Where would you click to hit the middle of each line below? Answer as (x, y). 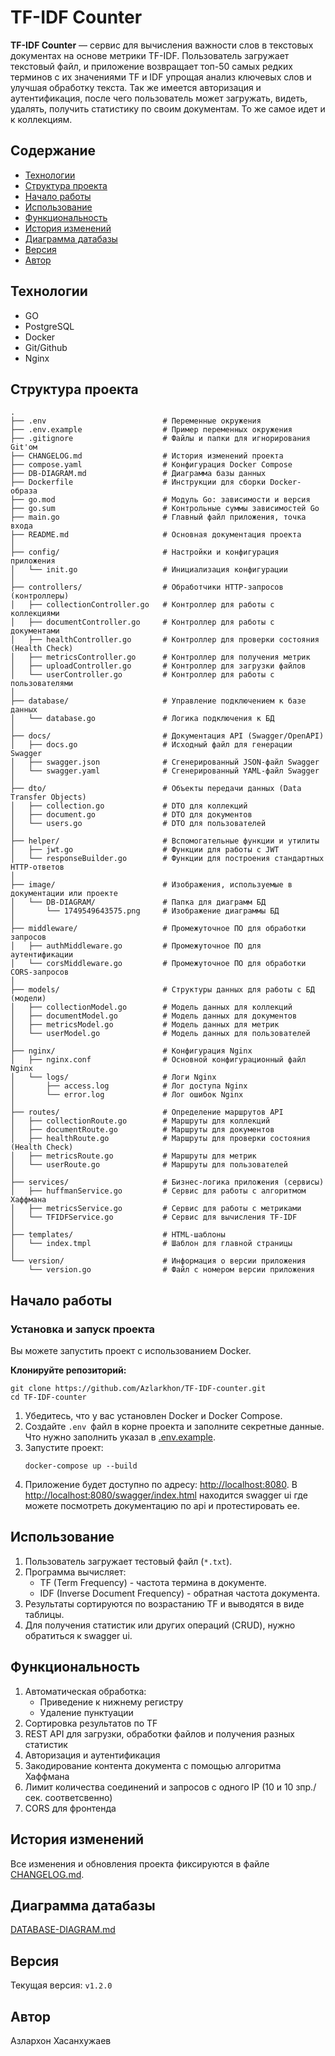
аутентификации (42, 955)
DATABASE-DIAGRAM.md (63, 1930)
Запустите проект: (64, 1448)
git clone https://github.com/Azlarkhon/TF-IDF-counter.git (138, 1389)
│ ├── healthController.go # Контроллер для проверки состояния (165, 640)
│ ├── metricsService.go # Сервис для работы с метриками (156, 1209)
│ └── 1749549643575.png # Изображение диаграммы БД (145, 911)
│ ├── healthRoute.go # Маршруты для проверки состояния (160, 1139)
